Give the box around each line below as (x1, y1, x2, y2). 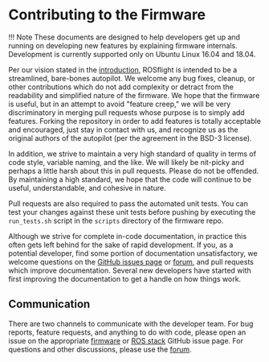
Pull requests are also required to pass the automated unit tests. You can (8, 199, 249, 208)
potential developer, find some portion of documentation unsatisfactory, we (8, 248, 259, 258)
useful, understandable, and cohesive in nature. (8, 183, 166, 192)
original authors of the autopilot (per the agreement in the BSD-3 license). (8, 133, 252, 142)
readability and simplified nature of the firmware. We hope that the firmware (8, 90, 260, 100)
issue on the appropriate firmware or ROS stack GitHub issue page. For (8, 335, 243, 345)
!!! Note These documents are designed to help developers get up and (8, 32, 241, 42)
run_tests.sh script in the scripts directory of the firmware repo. (8, 216, 224, 225)
